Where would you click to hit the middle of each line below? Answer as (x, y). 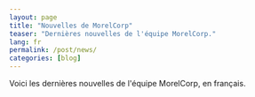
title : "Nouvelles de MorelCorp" (71, 26)
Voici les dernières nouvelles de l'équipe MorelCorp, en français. (127, 83)
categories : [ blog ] (45, 58)
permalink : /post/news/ (53, 50)
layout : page (33, 17)
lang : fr (25, 42)
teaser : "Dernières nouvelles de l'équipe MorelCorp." (113, 34)
